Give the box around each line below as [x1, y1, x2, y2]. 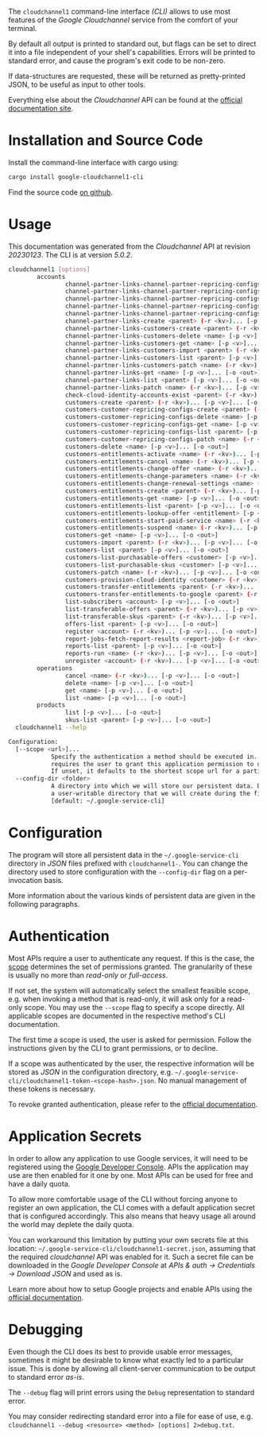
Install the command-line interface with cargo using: [8, 157, 180, 167]
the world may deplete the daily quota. [8, 1219, 134, 1229]
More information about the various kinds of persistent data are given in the [8, 890, 256, 901]
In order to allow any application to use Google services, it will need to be [8, 1153, 249, 1163]
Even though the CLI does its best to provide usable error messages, [8, 1346, 233, 1356]
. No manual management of [153, 1075, 248, 1085]
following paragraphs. [8, 899, 80, 908]
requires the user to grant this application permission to [50, 760, 254, 768]
